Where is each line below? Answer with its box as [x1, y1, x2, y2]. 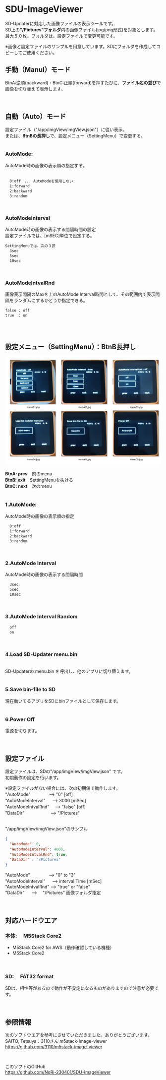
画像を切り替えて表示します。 [5, 86, 65, 92]
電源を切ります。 [5, 728, 40, 734]
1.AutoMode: [5, 501, 37, 508]
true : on [5, 313, 28, 318]
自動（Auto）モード [5, 113, 66, 121]
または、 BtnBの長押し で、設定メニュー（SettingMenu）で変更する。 [5, 132, 145, 138]
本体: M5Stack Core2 [5, 932, 62, 939]
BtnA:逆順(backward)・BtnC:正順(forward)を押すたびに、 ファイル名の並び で [5, 79, 161, 85]
